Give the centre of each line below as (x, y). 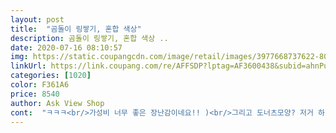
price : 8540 (35, 94)
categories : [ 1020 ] (51, 76)
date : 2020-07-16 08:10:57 (66, 47)
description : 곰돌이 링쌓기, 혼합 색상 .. (89, 38)
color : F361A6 (40, 85)
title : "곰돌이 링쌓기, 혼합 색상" (76, 29)
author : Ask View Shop (57, 103)
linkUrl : (28, 66)
